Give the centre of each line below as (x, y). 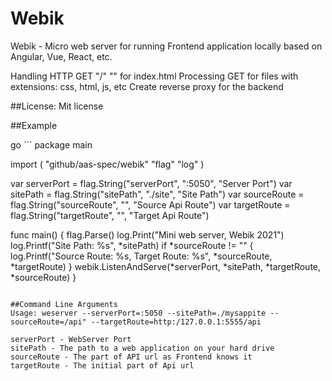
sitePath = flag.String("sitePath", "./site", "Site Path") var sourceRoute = (157, 194)
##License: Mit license (57, 106)
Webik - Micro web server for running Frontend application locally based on (166, 46)
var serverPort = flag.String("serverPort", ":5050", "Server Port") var (151, 183)
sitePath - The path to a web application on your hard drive (142, 348)
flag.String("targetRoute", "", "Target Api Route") (110, 215)
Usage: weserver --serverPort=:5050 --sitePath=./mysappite (138, 313)
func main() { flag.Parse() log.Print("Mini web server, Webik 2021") (147, 234)
